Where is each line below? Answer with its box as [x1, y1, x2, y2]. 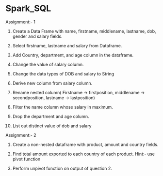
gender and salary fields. [12, 33, 63, 39]
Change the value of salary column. [12, 61, 84, 67]
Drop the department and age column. [12, 113, 89, 119]
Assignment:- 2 [5, 132, 36, 138]
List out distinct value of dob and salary [12, 123, 92, 129]
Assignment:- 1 [5, 19, 36, 25]
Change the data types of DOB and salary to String [12, 71, 114, 76]
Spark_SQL [5, 3, 51, 14]
